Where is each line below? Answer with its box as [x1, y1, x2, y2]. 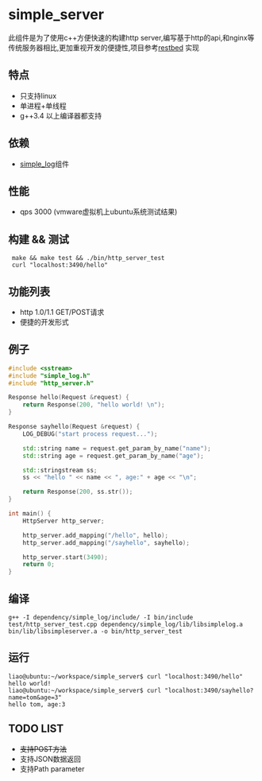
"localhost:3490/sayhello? [164, 686, 254, 694]
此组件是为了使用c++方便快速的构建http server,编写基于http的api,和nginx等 [8, 33, 255, 42]
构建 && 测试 [8, 232, 70, 246]
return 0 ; [22, 561, 56, 569]
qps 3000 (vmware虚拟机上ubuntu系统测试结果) [19, 207, 178, 216]
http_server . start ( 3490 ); [22, 553, 109, 561]
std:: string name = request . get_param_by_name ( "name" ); [22, 444, 212, 453]
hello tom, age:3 [8, 700, 66, 709]
